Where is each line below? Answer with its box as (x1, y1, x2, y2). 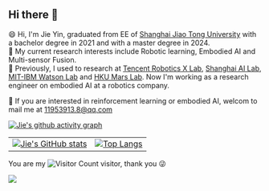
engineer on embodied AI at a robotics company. (8, 80, 170, 90)
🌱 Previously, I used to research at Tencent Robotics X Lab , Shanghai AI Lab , (8, 63, 263, 73)
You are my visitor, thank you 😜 (8, 158, 167, 169)
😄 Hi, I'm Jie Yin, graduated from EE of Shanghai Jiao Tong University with (8, 29, 257, 39)
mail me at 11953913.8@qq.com (8, 104, 113, 114)
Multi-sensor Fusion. (8, 55, 77, 64)
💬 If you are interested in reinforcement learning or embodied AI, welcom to (8, 95, 258, 105)
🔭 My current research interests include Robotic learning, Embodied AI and (8, 46, 255, 56)
